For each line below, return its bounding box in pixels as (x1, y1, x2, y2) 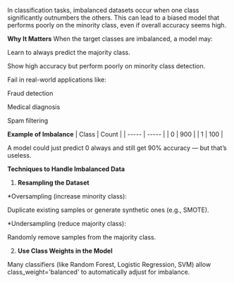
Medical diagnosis (7, 103, 61, 111)
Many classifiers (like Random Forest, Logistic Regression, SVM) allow (7, 260, 211, 268)
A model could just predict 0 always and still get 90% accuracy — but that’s (7, 144, 227, 152)
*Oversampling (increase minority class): (7, 192, 127, 200)
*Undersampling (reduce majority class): (7, 220, 127, 227)
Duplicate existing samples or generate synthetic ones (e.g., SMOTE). (7, 206, 209, 214)
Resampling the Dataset (17, 179, 90, 187)
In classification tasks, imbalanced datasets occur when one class (7, 6, 199, 14)
